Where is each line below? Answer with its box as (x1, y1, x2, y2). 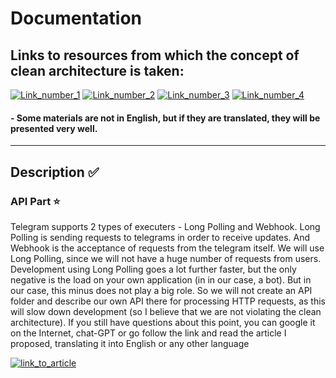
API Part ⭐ (10, 194, 61, 208)
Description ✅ (10, 163, 100, 181)
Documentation (10, 7, 143, 30)
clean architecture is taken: (10, 62, 185, 79)
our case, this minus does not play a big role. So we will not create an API (10, 284, 313, 296)
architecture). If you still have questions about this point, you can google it (10, 316, 316, 328)
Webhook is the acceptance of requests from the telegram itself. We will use (10, 242, 325, 254)
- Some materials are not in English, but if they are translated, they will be (10, 112, 321, 124)
